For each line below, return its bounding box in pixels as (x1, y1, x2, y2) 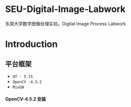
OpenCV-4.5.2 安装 (5, 96, 46, 102)
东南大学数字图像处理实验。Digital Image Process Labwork (5, 20, 126, 26)
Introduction (5, 38, 58, 50)
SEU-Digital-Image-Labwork (5, 3, 126, 15)
